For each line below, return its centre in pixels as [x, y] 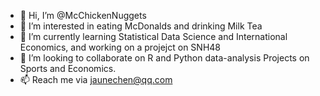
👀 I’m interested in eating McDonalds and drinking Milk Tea [141, 26]
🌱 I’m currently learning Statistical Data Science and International [153, 36]
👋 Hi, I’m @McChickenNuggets [83, 15]
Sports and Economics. [68, 68]
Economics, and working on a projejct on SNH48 [120, 47]
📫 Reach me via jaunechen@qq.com [96, 79]
